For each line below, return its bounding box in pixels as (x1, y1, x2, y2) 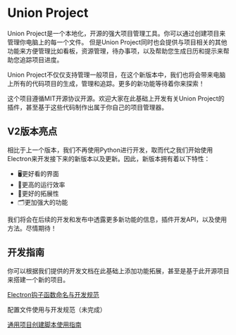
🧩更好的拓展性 (17, 189, 59, 198)
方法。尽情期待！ (7, 224, 57, 232)
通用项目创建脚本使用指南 (7, 320, 82, 329)
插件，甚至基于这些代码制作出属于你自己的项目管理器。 (7, 103, 168, 111)
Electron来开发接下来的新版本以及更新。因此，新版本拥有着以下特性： (7, 154, 211, 163)
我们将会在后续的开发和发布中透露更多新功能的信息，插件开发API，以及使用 (7, 215, 228, 223)
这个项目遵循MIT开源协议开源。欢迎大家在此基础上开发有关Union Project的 (7, 94, 225, 103)
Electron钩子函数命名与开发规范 (7, 290, 100, 298)
